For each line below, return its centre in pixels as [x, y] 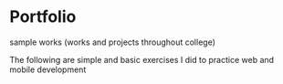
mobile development [48, 69]
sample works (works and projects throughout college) [113, 42]
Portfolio [43, 17]
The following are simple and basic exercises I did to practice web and [142, 59]
